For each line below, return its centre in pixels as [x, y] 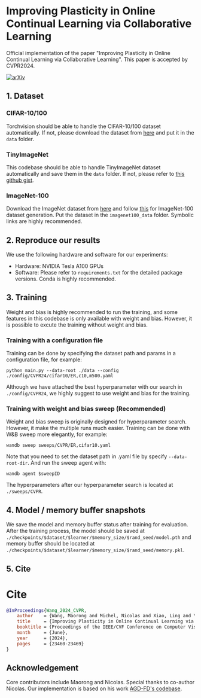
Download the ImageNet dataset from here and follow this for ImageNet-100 [100, 209]
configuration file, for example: [44, 359]
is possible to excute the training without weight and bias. [77, 325]
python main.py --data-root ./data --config [63, 371]
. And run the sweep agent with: [67, 463]
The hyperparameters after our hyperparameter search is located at [90, 485]
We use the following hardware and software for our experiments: [87, 255]
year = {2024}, [42, 638]
